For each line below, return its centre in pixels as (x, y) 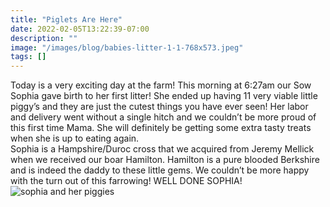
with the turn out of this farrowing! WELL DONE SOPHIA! (126, 181)
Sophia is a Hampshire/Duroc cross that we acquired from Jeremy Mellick (162, 149)
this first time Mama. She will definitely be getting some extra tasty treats (161, 128)
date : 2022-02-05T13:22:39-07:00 (80, 29)
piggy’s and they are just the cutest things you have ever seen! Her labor (159, 107)
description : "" (44, 38)
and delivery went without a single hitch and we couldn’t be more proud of (163, 117)
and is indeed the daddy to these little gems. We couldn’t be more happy (160, 170)
